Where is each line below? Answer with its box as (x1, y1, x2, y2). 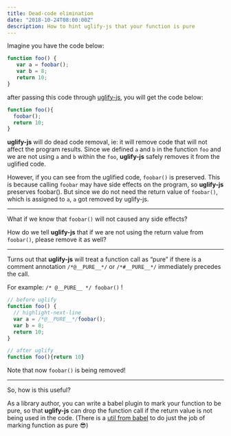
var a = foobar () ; (16, 61, 69, 69)
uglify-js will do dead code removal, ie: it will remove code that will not (7, 138, 208, 146)
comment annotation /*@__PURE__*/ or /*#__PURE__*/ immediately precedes (7, 263, 221, 271)
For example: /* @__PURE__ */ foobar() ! (7, 283, 123, 292)
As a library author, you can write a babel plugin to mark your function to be (7, 400, 221, 408)
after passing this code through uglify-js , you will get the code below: (7, 93, 204, 101)
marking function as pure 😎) (7, 421, 89, 430)
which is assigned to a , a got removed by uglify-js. (7, 195, 149, 204)
